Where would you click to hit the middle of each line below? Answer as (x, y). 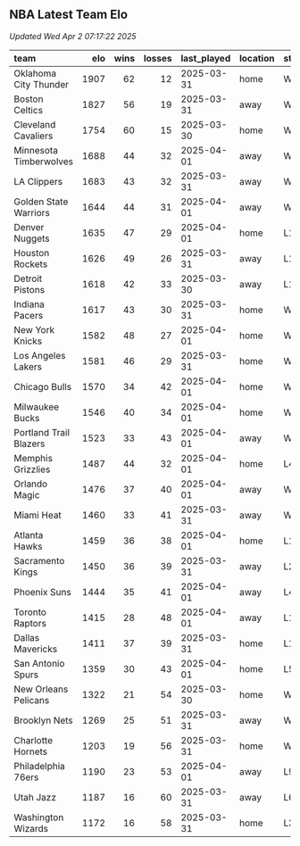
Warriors (32, 212)
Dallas (27, 637)
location (257, 58)
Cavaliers (33, 136)
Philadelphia (39, 766)
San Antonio (39, 663)
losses (158, 58)
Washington (39, 817)
